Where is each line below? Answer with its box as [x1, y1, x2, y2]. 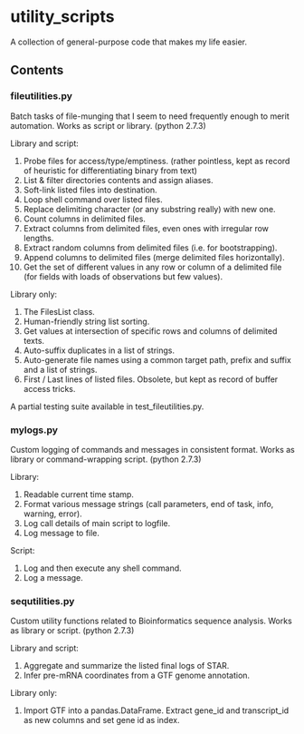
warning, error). [23, 508, 82, 519]
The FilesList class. [23, 306, 96, 317]
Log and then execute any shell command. [23, 563, 182, 573]
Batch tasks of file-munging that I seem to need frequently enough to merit [10, 111, 290, 122]
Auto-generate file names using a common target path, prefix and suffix [23, 354, 292, 365]
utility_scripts [10, 6, 115, 27]
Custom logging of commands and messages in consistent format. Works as [10, 444, 295, 455]
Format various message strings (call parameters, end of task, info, [23, 498, 274, 509]
